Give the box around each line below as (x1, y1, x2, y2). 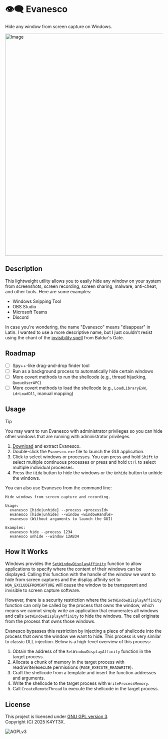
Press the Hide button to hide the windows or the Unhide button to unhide (12, 469, 163, 476)
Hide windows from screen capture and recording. (5, 494, 111, 499)
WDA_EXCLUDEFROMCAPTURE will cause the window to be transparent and (5, 582, 147, 588)
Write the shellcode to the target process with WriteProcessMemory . (12, 680, 150, 686)
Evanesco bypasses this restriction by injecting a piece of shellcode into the (5, 628, 162, 634)
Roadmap (5, 349, 36, 358)
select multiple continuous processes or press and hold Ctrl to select (12, 459, 156, 465)
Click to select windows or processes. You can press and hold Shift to (12, 454, 158, 460)
